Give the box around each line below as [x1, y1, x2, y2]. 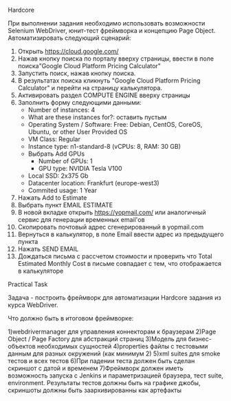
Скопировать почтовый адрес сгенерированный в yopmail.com [17, 223, 204, 231]
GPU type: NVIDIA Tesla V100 [38, 165, 122, 172]
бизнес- [188, 335, 212, 343]
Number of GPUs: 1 [38, 157, 93, 165]
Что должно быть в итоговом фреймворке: [8, 314, 134, 322]
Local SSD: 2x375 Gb [27, 172, 89, 180]
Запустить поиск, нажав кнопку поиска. [17, 69, 136, 77]
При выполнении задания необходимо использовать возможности [8, 19, 206, 27]
